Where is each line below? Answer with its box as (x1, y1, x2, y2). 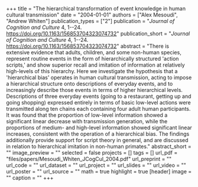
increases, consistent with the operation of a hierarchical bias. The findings (6, 130, 190, 137)
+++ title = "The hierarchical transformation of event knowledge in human (6, 5, 186, 12)
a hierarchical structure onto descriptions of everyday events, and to (6, 80, 173, 87)
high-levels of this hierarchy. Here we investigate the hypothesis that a (6, 68, 178, 74)
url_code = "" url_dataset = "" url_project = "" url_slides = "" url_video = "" (6, 162, 186, 169)
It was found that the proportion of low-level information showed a (6, 111, 168, 119)
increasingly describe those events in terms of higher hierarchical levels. (6, 87, 183, 93)
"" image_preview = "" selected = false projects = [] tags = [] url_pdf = (6, 149, 178, 156)
